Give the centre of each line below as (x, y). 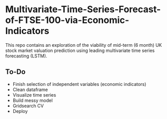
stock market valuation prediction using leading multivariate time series (80, 50)
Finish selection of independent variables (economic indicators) (79, 84)
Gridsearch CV (28, 106)
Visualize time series (34, 95)
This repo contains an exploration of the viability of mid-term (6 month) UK (83, 45)
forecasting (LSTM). (26, 56)
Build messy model (33, 100)
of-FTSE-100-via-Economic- (67, 20)
